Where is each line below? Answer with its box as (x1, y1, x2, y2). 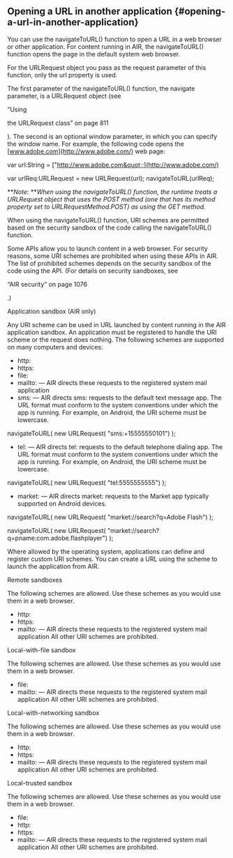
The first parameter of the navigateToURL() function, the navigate (7, 84, 195, 93)
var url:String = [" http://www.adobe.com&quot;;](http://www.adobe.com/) (7, 160, 220, 169)
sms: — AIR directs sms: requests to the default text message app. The (17, 393, 222, 402)
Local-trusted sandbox (7, 778, 73, 787)
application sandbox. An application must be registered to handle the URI (7, 328, 218, 336)
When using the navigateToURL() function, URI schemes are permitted (7, 216, 209, 224)
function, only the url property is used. (7, 70, 118, 79)
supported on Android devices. (17, 499, 107, 508)
